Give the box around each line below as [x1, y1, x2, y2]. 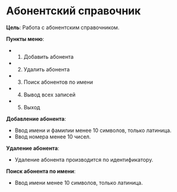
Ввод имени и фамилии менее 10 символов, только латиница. [14, 127, 172, 134]
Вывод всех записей [23, 91, 76, 98]
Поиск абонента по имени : [6, 168, 76, 175]
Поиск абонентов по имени [23, 78, 94, 86]
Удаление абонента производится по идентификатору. [14, 156, 154, 163]
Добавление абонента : [6, 115, 66, 122]
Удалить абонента [23, 65, 70, 73]
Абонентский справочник [6, 4, 141, 18]
